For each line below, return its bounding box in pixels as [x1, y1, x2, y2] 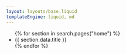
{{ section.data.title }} [14, 36, 67, 43]
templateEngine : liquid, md [6, 14, 75, 20]
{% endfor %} [14, 42, 49, 49]
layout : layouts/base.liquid [6, 8, 77, 15]
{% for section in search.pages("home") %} [14, 30, 120, 37]
